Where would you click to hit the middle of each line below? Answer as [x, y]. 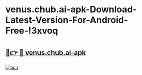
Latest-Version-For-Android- [67, 20]
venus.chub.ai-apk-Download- [71, 9]
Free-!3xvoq [32, 31]
